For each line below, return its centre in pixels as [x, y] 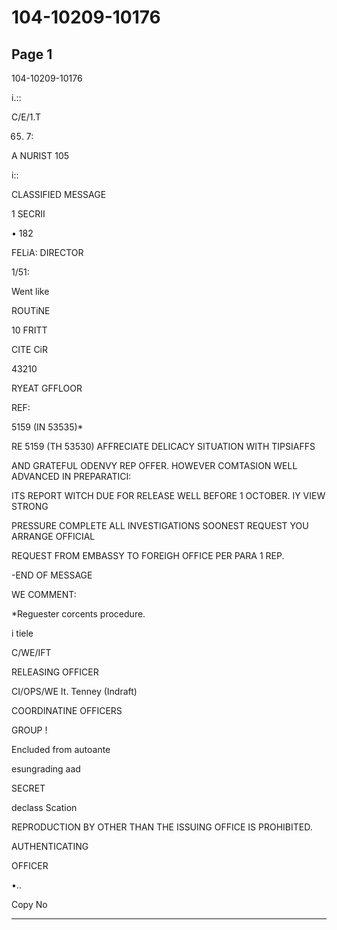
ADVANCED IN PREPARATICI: [71, 476]
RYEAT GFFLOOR [47, 388]
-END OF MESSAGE [52, 575]
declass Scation [44, 807]
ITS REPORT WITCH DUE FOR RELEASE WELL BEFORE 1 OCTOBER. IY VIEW [168, 495]
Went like [30, 291]
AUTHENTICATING [50, 846]
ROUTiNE [31, 310]
